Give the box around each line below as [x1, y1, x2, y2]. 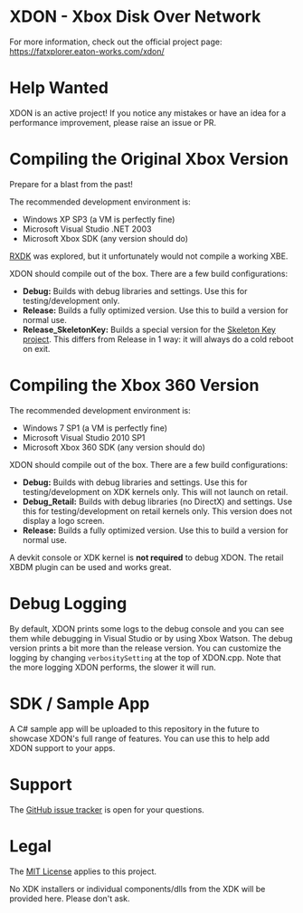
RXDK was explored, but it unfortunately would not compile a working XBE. [9, 251, 289, 262]
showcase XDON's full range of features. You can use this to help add [9, 733, 270, 744]
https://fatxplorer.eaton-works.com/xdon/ [9, 45, 165, 56]
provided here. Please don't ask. [9, 893, 130, 904]
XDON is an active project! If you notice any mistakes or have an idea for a [9, 107, 287, 119]
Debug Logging [9, 593, 128, 613]
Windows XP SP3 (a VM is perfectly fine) [22, 214, 175, 224]
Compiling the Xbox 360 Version [9, 376, 260, 395]
